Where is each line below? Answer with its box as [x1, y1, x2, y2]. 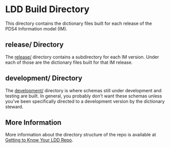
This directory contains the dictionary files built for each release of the [5, 20, 152, 26]
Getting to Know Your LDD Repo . [5, 137, 73, 143]
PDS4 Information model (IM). [5, 25, 67, 31]
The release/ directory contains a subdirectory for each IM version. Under [5, 54, 159, 60]
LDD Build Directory [5, 4, 90, 15]
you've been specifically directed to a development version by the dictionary [5, 98, 165, 104]
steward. [5, 103, 24, 109]
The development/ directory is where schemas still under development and [5, 87, 162, 93]
